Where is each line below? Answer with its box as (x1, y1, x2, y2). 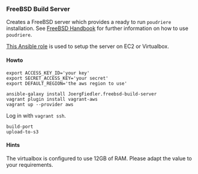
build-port (6, 124, 34, 130)
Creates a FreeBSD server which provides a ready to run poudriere (6, 19, 172, 26)
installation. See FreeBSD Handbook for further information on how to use (6, 25, 189, 32)
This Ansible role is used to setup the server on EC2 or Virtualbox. (6, 43, 169, 50)
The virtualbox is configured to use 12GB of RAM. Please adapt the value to (6, 155, 192, 162)
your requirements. (6, 161, 53, 168)
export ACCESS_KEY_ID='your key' (6, 70, 90, 76)
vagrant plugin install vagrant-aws (6, 96, 98, 102)
